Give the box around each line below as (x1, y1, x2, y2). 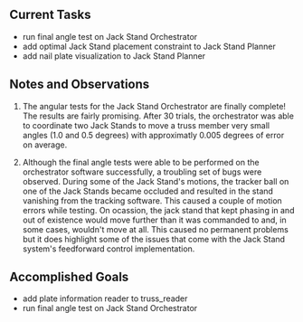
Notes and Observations (9, 77, 150, 92)
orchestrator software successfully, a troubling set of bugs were (22, 166, 262, 177)
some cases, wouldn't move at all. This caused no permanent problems (22, 223, 289, 234)
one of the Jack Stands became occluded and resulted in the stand (22, 185, 274, 196)
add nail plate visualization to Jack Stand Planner (22, 50, 206, 62)
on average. (22, 139, 68, 150)
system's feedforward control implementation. (22, 243, 195, 254)
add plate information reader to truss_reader (22, 293, 188, 304)
